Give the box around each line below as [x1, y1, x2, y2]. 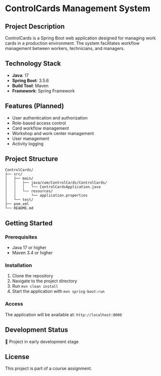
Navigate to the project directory [12, 278, 78, 284]
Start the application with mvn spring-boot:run [12, 289, 105, 294]
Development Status [5, 326, 68, 334]
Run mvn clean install [12, 283, 58, 289]
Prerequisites [5, 234, 37, 240]
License [5, 353, 30, 361]
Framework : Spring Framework [12, 88, 75, 94]
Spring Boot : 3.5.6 [12, 77, 49, 83]
